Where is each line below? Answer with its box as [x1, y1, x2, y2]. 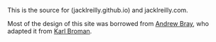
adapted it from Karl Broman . [7, 27, 92, 35]
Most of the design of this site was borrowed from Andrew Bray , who [7, 20, 210, 27]
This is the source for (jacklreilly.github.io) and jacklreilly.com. [7, 6, 188, 14]
